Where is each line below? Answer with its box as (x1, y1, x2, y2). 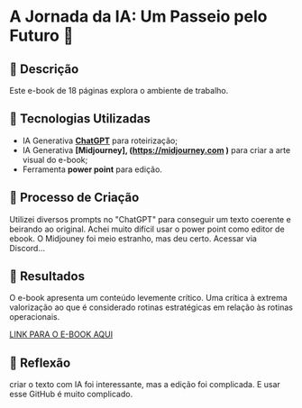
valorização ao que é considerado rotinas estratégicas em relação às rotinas (9, 302, 293, 313)
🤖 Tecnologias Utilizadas (9, 111, 151, 127)
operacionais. (9, 312, 60, 322)
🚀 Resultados (9, 268, 86, 285)
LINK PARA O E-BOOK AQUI (9, 329, 114, 340)
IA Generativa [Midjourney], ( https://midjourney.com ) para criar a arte (22, 144, 291, 155)
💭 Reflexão (9, 355, 71, 370)
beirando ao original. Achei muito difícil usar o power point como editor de (9, 223, 286, 234)
